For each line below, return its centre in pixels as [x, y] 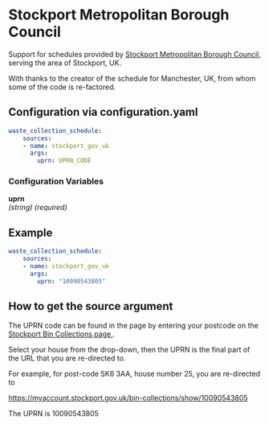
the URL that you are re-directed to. [67, 358]
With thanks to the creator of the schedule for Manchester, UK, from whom [132, 78]
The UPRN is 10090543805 [53, 414]
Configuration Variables [56, 181]
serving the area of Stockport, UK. [65, 63]
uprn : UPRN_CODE [64, 161]
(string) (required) [38, 208]
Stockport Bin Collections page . [62, 334]
